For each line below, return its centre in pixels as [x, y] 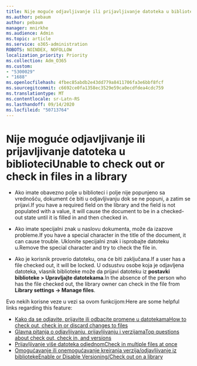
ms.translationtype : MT [35, 93]
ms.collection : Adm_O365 [36, 61]
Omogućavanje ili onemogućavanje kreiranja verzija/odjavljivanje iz [96, 351]
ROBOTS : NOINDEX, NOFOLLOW [39, 50]
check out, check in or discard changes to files [71, 325]
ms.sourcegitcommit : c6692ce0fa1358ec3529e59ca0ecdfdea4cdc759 [85, 88]
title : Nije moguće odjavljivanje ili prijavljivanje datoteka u [87, 11]
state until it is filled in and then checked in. [76, 217]
